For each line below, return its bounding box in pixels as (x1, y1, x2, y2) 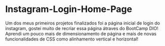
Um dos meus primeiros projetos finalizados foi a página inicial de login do (5, 20, 160, 26)
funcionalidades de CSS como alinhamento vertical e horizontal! (5, 36, 139, 42)
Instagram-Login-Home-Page (5, 3, 132, 15)
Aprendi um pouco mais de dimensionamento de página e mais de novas (5, 30, 156, 36)
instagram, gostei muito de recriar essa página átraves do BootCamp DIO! (5, 25, 158, 31)
